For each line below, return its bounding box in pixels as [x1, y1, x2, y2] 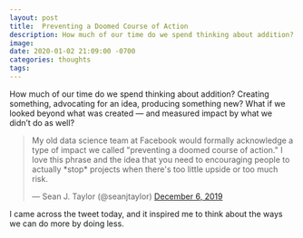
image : [9, 38, 34, 48]
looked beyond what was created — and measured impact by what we [9, 108, 273, 119]
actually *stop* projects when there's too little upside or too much [31, 164, 279, 175]
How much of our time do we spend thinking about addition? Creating [9, 88, 269, 100]
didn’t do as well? [9, 117, 75, 128]
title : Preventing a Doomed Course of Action [9, 22, 189, 31]
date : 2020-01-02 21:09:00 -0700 [9, 47, 136, 56]
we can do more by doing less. [9, 218, 124, 229]
